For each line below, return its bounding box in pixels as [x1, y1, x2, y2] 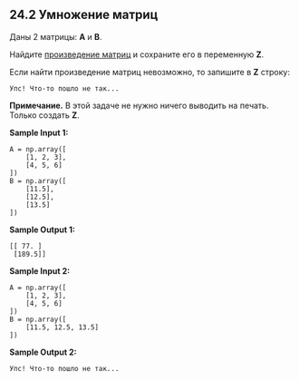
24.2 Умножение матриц [9, 7, 159, 23]
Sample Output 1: [9, 224, 75, 235]
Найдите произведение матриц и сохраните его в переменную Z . [9, 49, 265, 60]
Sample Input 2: [9, 265, 71, 276]
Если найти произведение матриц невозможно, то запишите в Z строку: [9, 66, 290, 77]
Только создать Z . [9, 109, 80, 121]
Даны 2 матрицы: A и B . [9, 31, 102, 42]
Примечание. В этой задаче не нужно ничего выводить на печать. [9, 100, 269, 111]
